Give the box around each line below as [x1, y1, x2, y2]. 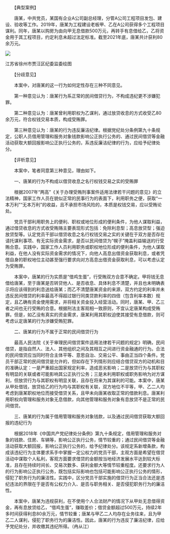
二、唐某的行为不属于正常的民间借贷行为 [14, 329, 99, 335]
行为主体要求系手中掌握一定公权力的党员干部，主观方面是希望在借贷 [22, 450, 165, 455]
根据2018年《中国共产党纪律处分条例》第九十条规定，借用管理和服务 [14, 430, 157, 436]
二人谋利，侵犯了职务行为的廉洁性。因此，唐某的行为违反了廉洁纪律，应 [9, 517, 160, 523]
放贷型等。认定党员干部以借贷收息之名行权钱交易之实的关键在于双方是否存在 [5, 232, 165, 237]
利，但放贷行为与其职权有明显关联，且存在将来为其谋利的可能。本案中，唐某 [5, 377, 165, 383]
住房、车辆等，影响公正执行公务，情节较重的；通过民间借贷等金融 [27, 437, 165, 442]
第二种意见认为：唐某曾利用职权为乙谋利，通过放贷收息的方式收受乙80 [14, 110, 162, 116]
